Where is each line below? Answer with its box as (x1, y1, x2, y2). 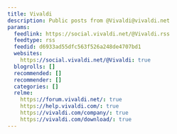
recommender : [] (14, 76, 62, 84)
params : (7, 23, 31, 30)
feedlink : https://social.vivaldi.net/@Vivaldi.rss (14, 30, 171, 38)
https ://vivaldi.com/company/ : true (20, 109, 129, 116)
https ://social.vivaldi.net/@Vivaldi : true (20, 57, 151, 64)
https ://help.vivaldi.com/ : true (20, 103, 119, 110)
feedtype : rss (14, 37, 55, 44)
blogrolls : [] (14, 63, 55, 70)
